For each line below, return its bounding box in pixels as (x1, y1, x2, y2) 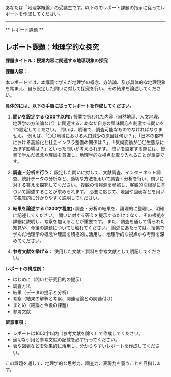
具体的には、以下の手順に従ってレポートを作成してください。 (5, 103, 134, 109)
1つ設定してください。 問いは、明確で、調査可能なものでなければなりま (12, 126, 163, 132)
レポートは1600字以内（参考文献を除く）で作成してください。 (12, 330, 144, 336)
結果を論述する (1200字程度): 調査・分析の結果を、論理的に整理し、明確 (12, 205, 165, 211)
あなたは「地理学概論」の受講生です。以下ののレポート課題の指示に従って (5, 5, 161, 10)
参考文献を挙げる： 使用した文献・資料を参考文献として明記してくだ (12, 248, 157, 254)
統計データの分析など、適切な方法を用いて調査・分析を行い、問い (21, 175, 160, 181)
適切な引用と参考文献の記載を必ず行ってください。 (12, 336, 120, 342)
